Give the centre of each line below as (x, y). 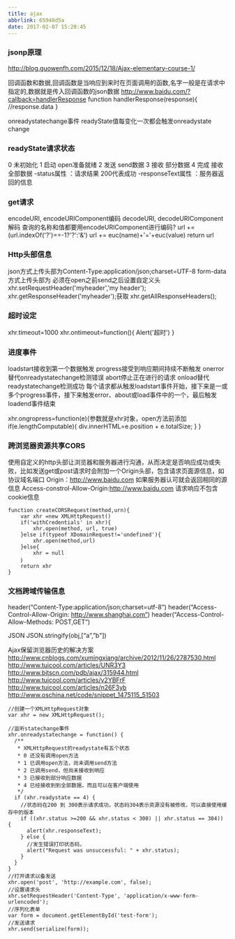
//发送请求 (22, 923)
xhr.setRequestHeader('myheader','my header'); (77, 288)
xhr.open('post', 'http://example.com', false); (80, 882)
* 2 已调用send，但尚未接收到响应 (61, 770)
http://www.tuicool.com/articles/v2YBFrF (67, 680)
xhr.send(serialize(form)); (49, 929)
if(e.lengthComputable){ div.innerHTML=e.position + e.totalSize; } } (105, 426)
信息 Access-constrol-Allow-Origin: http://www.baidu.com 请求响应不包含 (113, 488)
